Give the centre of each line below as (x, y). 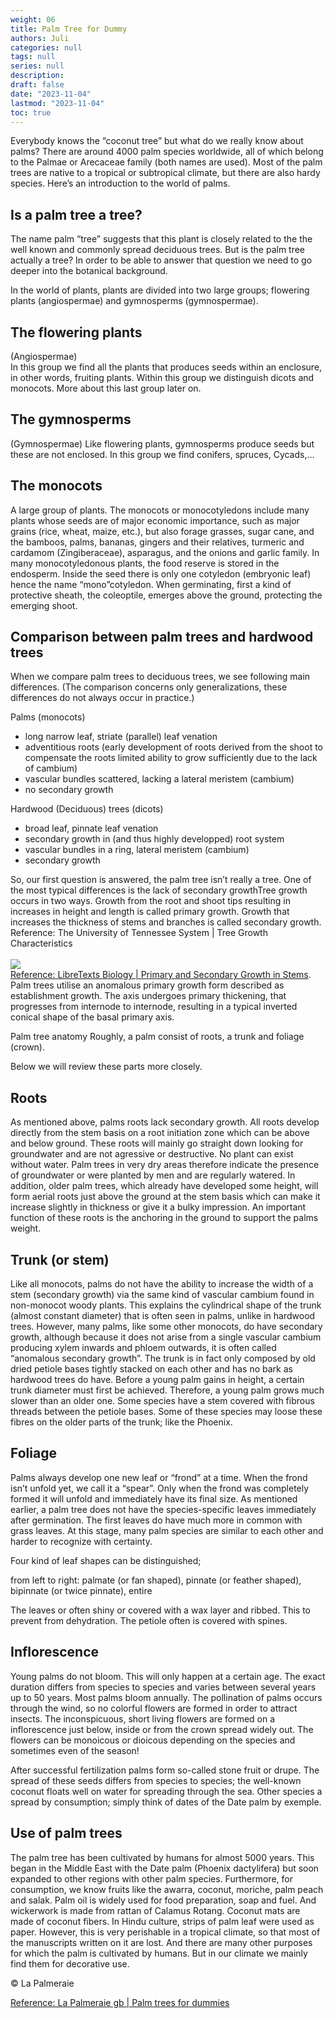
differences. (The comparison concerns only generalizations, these (149, 687)
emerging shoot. (44, 605)
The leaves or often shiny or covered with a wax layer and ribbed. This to (160, 1610)
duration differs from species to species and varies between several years (163, 1687)
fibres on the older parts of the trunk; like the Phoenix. (121, 1422)
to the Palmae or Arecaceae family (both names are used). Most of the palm (166, 162)
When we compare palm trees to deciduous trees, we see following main (160, 677)
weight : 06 (33, 19)
